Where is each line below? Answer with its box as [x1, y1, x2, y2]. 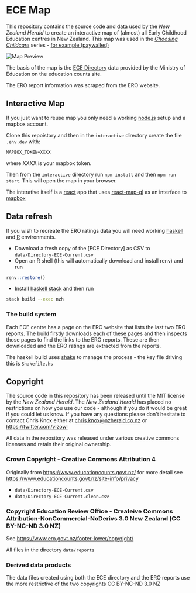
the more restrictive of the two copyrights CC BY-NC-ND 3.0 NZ [6, 580, 161, 588]
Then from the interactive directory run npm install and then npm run [6, 171, 176, 178]
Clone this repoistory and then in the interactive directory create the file [6, 132, 183, 139]
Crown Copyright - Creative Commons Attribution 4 [6, 456, 156, 464]
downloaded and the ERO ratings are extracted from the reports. [6, 342, 161, 349]
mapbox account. [6, 120, 49, 127]
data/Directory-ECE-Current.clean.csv [14, 494, 109, 499]
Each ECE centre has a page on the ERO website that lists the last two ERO [6, 323, 186, 330]
